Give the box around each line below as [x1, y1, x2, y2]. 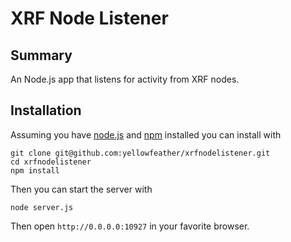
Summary [10, 47, 73, 64]
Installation [10, 102, 82, 119]
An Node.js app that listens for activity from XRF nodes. [10, 73, 240, 85]
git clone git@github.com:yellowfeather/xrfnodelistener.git [10, 148, 271, 158]
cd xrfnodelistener [10, 157, 92, 167]
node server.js [10, 202, 74, 212]
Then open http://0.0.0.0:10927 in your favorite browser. [10, 220, 250, 232]
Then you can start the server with [10, 183, 153, 195]
